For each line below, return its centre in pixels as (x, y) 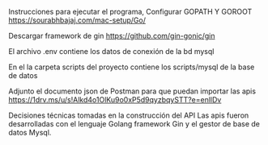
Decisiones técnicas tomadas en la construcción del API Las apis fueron (129, 115)
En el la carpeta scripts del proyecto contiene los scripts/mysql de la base (132, 67)
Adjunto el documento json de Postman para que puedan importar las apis (132, 91)
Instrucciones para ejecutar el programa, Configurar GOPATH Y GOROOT (130, 12)
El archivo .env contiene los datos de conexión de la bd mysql (111, 51)
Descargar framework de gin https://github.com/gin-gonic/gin (112, 36)
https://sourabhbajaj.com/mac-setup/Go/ (77, 20)
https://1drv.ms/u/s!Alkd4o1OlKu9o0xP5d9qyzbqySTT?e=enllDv (115, 99)
